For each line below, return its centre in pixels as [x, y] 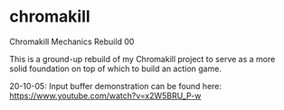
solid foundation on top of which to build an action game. [115, 69]
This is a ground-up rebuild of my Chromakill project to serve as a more [142, 59]
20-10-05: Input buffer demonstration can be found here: [116, 86]
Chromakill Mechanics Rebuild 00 [72, 41]
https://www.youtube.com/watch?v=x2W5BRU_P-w [105, 96]
